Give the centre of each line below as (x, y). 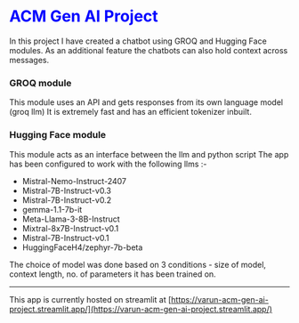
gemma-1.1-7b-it (52, 209)
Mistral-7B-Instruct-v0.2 (67, 200)
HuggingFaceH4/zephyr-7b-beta (82, 247)
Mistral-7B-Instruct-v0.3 (66, 190)
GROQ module (40, 83)
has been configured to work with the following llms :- (108, 164)
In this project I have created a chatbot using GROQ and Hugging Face (138, 41)
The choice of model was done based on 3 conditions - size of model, (138, 264)
